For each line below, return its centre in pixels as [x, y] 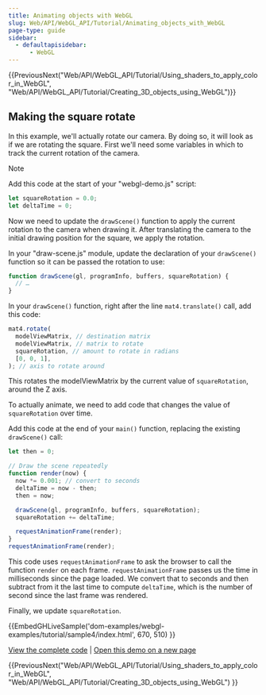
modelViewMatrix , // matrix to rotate [80, 344]
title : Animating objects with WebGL [71, 15]
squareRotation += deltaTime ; [65, 517]
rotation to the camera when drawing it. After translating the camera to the [130, 229]
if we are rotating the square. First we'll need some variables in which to [126, 145]
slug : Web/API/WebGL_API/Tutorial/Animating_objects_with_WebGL [117, 23]
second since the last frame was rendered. [78, 596]
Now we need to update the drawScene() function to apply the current [122, 221]
